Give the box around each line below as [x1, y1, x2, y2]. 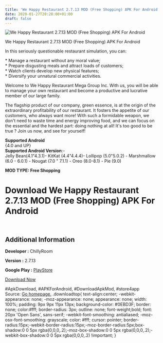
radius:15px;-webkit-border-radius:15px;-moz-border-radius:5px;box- [5, 322, 145, 328]
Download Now [5, 276, 36, 282]
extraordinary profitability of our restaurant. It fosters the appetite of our [5, 107, 149, 113]
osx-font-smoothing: [5, 317, 47, 323]
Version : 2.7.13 [5, 258, 36, 264]
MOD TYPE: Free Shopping [5, 168, 61, 173]
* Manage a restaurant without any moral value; [5, 58, 101, 64]
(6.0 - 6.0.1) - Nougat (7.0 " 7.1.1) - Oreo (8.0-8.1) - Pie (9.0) [5, 158, 122, 164]
